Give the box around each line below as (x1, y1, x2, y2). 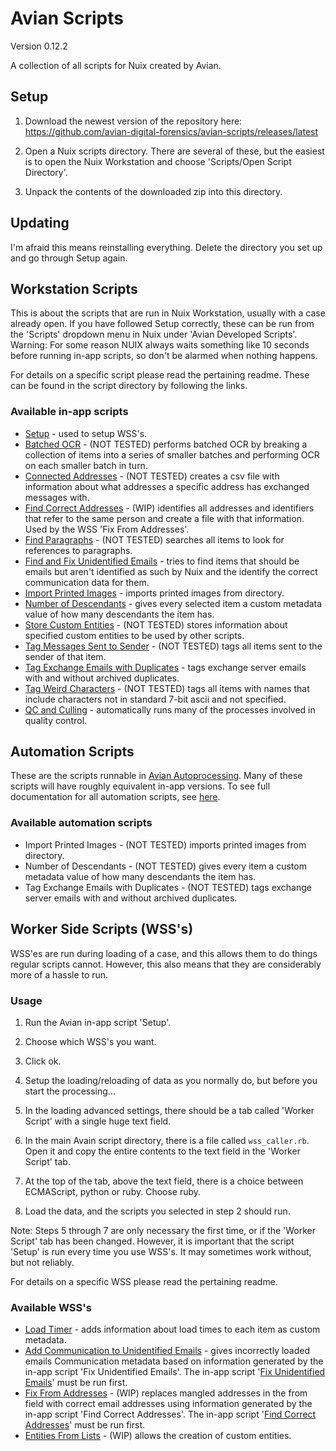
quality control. (24, 714, 88, 726)
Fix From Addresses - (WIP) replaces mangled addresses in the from (24, 1387, 308, 1399)
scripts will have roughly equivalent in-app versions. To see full (10, 780, 271, 792)
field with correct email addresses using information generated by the (24, 1398, 313, 1410)
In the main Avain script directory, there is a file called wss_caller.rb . (24, 1134, 310, 1146)
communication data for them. (24, 576, 150, 588)
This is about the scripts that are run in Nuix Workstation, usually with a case (10, 307, 326, 319)
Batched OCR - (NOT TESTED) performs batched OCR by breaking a (24, 438, 308, 450)
